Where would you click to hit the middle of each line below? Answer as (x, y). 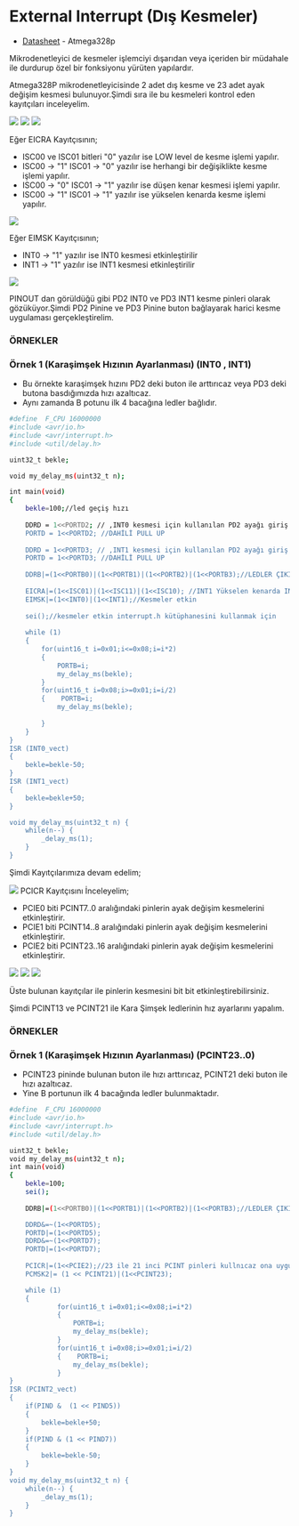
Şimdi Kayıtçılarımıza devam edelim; (75, 872)
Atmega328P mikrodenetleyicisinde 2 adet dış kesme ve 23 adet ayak (137, 85)
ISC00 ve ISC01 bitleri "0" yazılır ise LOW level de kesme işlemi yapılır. (150, 157)
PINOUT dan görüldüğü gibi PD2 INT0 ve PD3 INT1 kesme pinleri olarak (140, 298)
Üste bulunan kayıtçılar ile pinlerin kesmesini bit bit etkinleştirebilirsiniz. (139, 990)
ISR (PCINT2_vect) (43, 1390)
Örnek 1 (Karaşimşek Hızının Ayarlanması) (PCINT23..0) (132, 1054)
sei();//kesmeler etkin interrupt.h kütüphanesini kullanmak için (151, 616)
